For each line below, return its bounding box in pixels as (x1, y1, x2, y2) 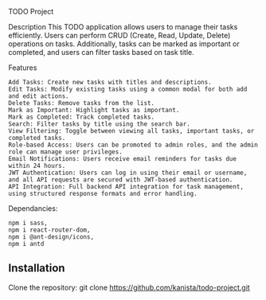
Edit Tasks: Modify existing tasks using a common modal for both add (8, 85, 248, 93)
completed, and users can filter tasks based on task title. (8, 48, 194, 56)
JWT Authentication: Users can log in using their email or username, (8, 169, 248, 177)
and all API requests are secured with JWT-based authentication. (8, 176, 233, 184)
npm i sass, (8, 219, 48, 227)
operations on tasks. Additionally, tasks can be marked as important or (8, 39, 241, 49)
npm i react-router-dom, (8, 226, 91, 234)
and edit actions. (8, 92, 69, 100)
